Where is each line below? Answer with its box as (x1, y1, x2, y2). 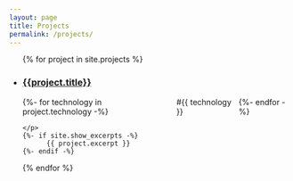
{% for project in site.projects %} (21, 54, 143, 65)
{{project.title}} (21, 77, 92, 89)
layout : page (9, 12, 58, 22)
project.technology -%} (21, 106, 109, 117)
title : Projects (9, 21, 69, 30)
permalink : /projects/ (9, 29, 94, 38)
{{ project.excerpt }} (45, 139, 131, 148)
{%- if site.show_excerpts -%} (21, 131, 139, 140)
